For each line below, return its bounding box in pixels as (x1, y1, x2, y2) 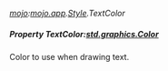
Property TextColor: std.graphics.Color (9, 28, 159, 39)
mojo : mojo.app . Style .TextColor (9, 8, 125, 18)
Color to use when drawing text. (9, 51, 130, 62)
